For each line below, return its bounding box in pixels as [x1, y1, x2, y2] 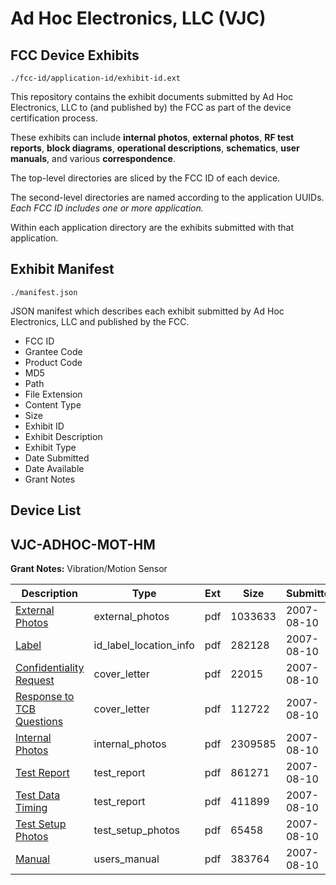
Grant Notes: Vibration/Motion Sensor [10, 563, 168, 575]
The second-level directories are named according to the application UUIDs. [10, 192, 325, 203]
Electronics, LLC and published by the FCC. [10, 315, 190, 327]
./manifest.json [10, 287, 78, 297]
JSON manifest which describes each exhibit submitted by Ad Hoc [10, 305, 285, 317]
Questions [15, 715, 64, 729]
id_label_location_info [93, 638, 195, 652]
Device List [10, 502, 82, 519]
